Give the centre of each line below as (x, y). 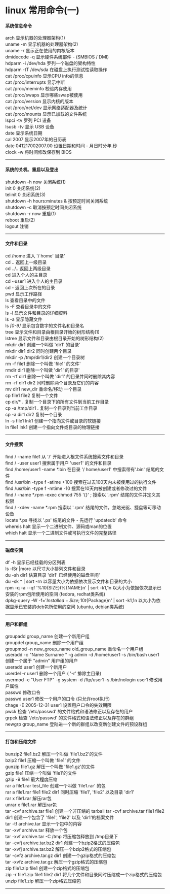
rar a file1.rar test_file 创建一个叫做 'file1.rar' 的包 (55, 785)
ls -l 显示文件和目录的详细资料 (36, 313)
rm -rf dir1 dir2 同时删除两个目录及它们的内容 (52, 383)
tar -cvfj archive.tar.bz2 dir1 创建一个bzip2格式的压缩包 (62, 843)
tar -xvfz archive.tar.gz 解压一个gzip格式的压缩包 (56, 862)
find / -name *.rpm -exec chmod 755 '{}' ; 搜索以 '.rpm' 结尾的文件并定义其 (83, 495)
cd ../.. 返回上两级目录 (28, 268)
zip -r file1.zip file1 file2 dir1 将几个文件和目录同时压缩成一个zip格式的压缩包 (83, 874)
